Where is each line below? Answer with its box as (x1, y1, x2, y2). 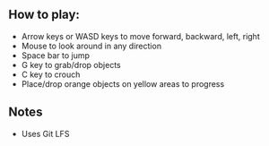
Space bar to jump (21, 49, 91, 61)
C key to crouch (21, 69, 81, 80)
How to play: (8, 7, 80, 22)
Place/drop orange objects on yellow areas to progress (21, 78, 225, 89)
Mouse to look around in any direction (21, 40, 162, 51)
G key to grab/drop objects (21, 59, 122, 70)
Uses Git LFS (21, 128, 70, 139)
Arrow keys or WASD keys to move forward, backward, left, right (21, 30, 261, 41)
